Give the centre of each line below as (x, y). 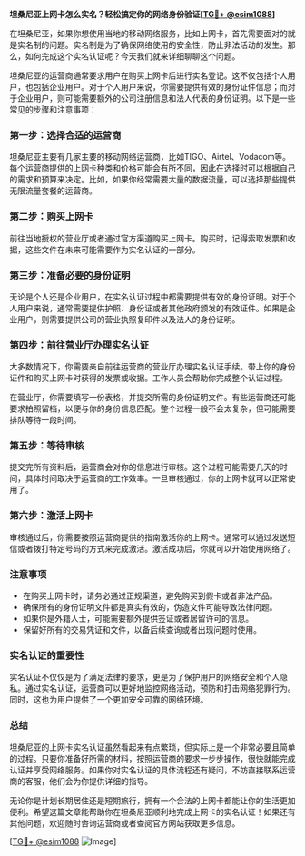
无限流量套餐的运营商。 (53, 191)
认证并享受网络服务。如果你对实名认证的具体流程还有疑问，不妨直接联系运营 (152, 770)
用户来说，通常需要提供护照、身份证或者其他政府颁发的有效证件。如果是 (152, 308)
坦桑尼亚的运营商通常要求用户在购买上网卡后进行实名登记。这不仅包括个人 (148, 75)
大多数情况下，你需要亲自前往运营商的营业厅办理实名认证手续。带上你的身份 (152, 367)
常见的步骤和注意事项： (53, 109)
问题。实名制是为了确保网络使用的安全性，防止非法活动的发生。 (168, 45)
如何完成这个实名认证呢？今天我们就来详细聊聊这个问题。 (133, 56)
